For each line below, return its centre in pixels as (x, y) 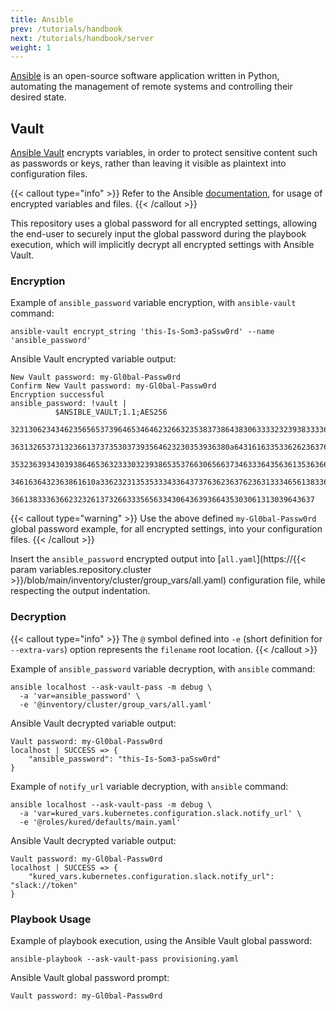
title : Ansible (42, 19)
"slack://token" (44, 885)
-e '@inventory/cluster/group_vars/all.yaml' (116, 704)
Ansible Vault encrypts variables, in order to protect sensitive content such (164, 153)
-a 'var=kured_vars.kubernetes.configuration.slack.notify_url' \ (160, 813)
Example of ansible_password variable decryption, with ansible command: (163, 668)
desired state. (38, 97)
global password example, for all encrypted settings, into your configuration (166, 529)
